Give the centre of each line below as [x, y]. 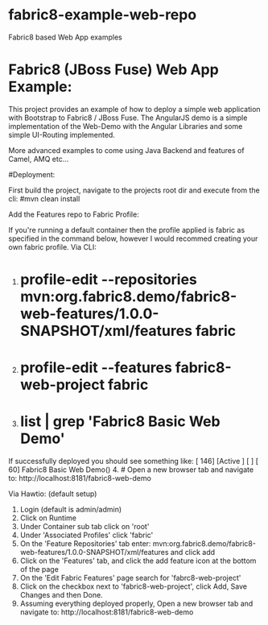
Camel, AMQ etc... [39, 159]
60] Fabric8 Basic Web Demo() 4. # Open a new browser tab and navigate [131, 470]
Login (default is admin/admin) [71, 510]
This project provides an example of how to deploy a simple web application [134, 109]
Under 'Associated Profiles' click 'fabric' [87, 535]
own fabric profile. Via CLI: [52, 246]
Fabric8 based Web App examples [66, 37]
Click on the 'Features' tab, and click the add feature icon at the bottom [138, 561]
